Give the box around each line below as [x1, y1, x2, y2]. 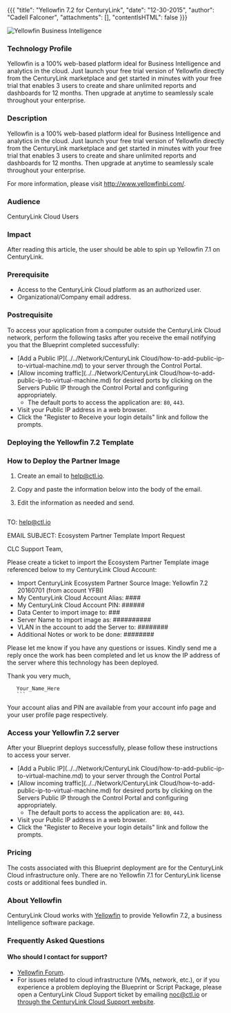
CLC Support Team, [7, 545, 63, 552]
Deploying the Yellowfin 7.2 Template [7, 437, 134, 447]
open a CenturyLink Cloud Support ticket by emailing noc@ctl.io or [17, 990, 208, 998]
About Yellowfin [7, 895, 62, 905]
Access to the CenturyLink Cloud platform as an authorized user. [17, 286, 201, 294]
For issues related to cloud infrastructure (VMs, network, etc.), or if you [17, 976, 220, 984]
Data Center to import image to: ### [17, 608, 121, 616]
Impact [7, 230, 32, 239]
